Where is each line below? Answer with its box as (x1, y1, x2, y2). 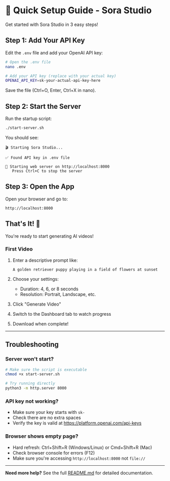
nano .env (5, 64, 26, 69)
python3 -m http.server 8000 (5, 386, 67, 391)
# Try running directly (5, 381, 56, 386)
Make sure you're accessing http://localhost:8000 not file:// (12, 455, 146, 461)
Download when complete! (12, 320, 69, 327)
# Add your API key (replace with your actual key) (5, 73, 116, 78)
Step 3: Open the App (5, 183, 74, 191)
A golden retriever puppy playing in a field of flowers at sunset (12, 267, 158, 272)
